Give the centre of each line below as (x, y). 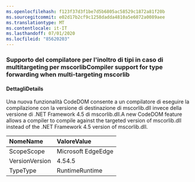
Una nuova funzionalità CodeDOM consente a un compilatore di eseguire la (98, 102)
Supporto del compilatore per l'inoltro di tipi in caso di (85, 60)
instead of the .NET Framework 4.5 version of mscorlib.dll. (77, 127)
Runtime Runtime (80, 171)
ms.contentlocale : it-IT (37, 28)
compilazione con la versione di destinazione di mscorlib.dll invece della (94, 108)
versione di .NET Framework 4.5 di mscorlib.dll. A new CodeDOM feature (94, 114)
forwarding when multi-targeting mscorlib (68, 74)
